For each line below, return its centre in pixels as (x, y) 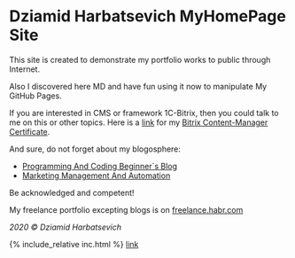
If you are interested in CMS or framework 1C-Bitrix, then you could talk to (144, 113)
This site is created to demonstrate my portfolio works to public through (140, 59)
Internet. (25, 69)
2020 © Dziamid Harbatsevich (66, 227)
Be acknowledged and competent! (72, 192)
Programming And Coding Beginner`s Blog (100, 166)
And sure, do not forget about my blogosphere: (95, 149)
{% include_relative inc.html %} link (74, 244)
